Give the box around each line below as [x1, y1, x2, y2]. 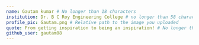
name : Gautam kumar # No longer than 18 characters [6, 8, 136, 15]
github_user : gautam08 [6, 30, 62, 36]
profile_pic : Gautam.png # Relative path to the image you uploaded [6, 19, 179, 25]
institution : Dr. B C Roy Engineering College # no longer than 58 [6, 14, 176, 20]
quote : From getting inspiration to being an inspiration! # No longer [6, 25, 187, 31]
